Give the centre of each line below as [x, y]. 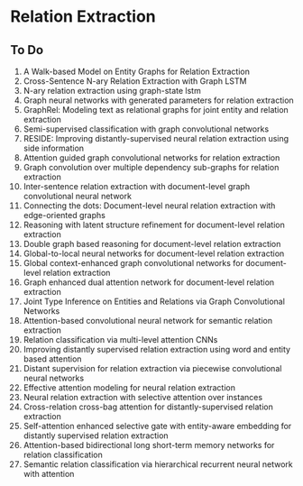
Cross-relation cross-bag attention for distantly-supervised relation [148, 407]
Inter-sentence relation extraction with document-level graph [137, 186]
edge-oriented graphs [64, 215]
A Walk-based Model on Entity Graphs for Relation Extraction [137, 71]
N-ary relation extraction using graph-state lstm [112, 91]
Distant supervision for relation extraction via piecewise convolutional [152, 368]
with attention [49, 474]
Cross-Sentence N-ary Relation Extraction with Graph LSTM [135, 81]
